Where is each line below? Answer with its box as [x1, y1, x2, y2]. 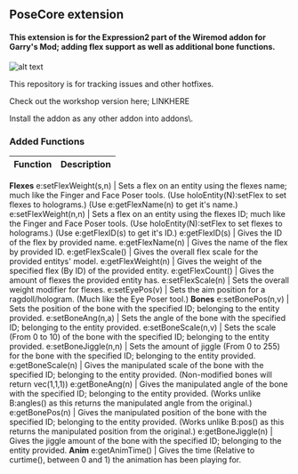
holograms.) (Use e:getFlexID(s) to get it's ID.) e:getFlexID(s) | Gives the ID [9, 227, 283, 238]
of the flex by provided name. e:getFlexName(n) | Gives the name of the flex [9, 237, 288, 247]
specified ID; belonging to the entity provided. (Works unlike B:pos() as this [9, 416, 285, 427]
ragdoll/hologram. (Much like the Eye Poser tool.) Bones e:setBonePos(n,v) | [9, 293, 289, 304]
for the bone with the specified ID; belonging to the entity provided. [9, 350, 256, 361]
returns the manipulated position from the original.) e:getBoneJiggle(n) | [9, 426, 273, 437]
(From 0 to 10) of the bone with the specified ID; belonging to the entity [9, 331, 270, 341]
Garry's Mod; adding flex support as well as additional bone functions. [9, 41, 276, 52]
